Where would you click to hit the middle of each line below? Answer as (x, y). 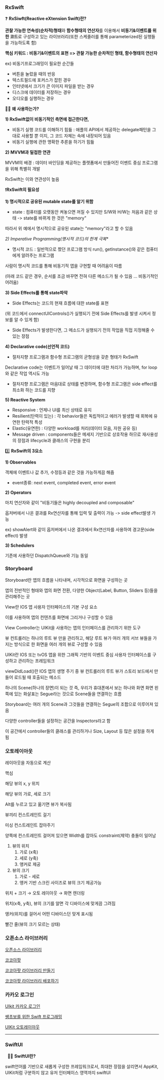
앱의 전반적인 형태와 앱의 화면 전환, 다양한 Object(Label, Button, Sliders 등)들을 (81, 590)
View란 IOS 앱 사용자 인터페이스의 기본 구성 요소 (51, 607)
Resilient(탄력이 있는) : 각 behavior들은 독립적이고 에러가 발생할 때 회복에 (82, 416)
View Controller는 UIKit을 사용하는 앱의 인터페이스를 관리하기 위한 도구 (73, 628)
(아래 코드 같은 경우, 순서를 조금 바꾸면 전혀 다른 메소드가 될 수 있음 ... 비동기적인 (82, 276)
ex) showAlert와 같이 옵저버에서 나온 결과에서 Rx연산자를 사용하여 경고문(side (80, 530)
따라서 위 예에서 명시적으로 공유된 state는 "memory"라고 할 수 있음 (69, 229)
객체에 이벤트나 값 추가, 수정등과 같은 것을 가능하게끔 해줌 (60, 472)
